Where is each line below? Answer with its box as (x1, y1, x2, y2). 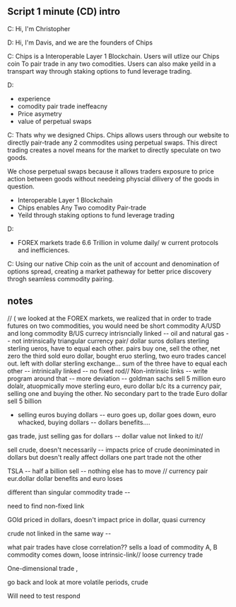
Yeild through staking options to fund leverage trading (17, 210, 175, 219)
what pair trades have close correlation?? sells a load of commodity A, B (7, 543, 218, 551)
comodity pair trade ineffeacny (17, 102, 108, 110)
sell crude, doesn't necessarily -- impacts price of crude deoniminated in (7, 446, 220, 454)
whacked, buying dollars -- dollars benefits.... (17, 418, 151, 426)
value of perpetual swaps (17, 117, 92, 125)
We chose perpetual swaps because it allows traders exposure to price (7, 166, 214, 176)
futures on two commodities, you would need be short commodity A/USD (7, 322, 221, 330)
